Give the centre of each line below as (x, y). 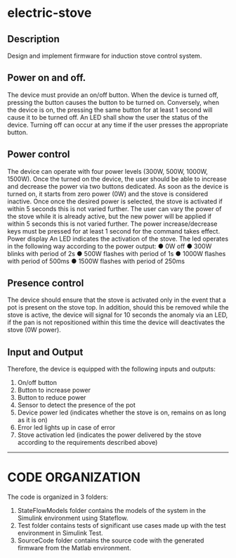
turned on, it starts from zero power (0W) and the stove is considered (108, 194)
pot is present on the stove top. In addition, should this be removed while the (118, 307)
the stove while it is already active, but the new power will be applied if (110, 216)
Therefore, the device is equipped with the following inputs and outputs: (111, 369)
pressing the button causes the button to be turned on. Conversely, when (113, 102)
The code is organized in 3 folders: (58, 497)
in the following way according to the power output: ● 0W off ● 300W (110, 246)
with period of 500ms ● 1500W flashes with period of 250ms (96, 261)
